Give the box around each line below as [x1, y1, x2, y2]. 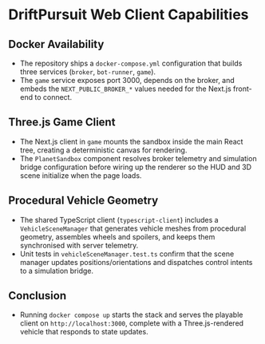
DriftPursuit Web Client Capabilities [8, 6, 249, 24]
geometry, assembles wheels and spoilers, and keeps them [19, 231, 216, 241]
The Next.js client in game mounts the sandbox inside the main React [19, 136, 243, 146]
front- [232, 84, 253, 93]
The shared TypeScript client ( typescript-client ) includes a [19, 215, 219, 224]
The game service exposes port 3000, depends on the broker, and [19, 76, 235, 85]
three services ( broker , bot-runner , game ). [19, 67, 156, 77]
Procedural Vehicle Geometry [8, 194, 159, 208]
